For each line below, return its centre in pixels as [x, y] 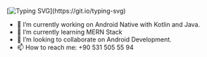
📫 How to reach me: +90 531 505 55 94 [75, 47]
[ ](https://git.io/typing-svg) [66, 11]
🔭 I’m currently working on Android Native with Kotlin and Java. [108, 24]
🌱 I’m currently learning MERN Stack [69, 32]
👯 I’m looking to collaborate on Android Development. [94, 39]
